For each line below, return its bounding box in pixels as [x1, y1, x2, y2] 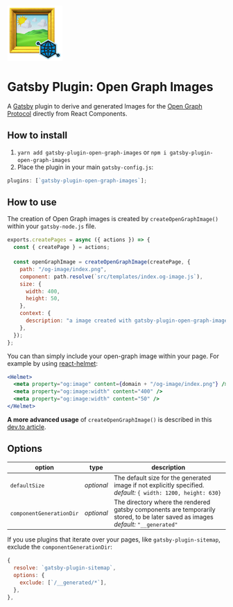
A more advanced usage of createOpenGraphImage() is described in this [7, 415, 212, 423]
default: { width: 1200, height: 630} [114, 488, 222, 496]
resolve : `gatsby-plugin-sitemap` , [13, 565, 116, 572]
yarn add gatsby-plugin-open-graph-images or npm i [17, 148, 167, 156]
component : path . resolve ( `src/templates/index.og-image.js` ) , [19, 273, 203, 280]
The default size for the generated [114, 474, 212, 482]
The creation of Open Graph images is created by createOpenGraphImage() [7, 215, 218, 223]
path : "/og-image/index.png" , [19, 266, 107, 273]
